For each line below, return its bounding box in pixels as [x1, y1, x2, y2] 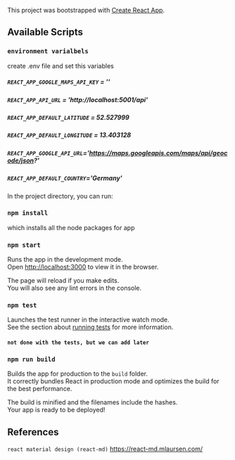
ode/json [7, 156, 34, 165]
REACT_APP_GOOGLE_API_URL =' [7, 148, 90, 157]
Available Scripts [7, 26, 83, 38]
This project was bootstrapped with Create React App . [7, 6, 165, 14]
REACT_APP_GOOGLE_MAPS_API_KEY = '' [7, 77, 110, 87]
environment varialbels [7, 47, 89, 56]
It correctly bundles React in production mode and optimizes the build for [7, 377, 220, 385]
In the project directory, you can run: [7, 191, 113, 200]
